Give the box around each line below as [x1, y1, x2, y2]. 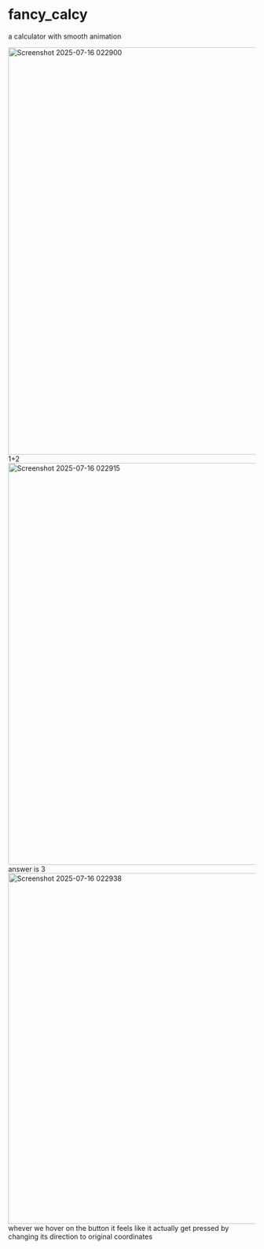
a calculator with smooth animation [8, 31, 122, 41]
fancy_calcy [8, 6, 88, 24]
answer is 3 [8, 864, 46, 874]
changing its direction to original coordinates [8, 1232, 153, 1241]
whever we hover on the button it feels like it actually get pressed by [8, 1223, 229, 1232]
